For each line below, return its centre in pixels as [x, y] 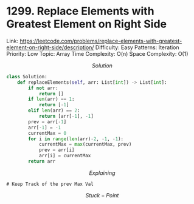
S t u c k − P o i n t [102, 195]
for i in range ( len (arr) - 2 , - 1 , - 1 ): [76, 139]
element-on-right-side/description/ [50, 47]
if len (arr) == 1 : [51, 99]
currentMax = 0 [47, 133]
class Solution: [27, 76]
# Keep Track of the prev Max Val [50, 184]
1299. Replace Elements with [80, 11]
